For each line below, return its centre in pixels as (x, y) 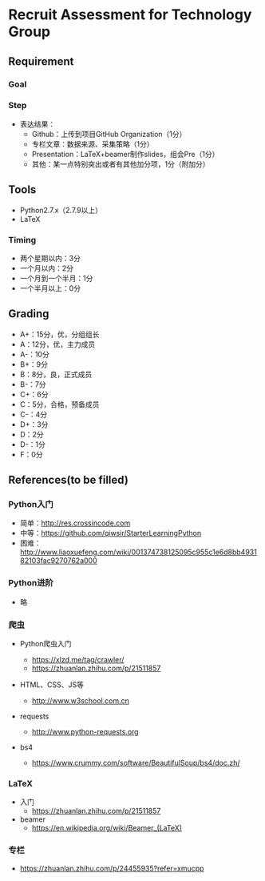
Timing (22, 239)
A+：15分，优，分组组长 (59, 334)
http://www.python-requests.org (85, 732)
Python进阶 (31, 583)
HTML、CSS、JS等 (51, 685)
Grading (29, 314)
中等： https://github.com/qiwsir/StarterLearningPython (111, 533)
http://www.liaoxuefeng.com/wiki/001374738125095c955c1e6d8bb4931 (138, 552)
